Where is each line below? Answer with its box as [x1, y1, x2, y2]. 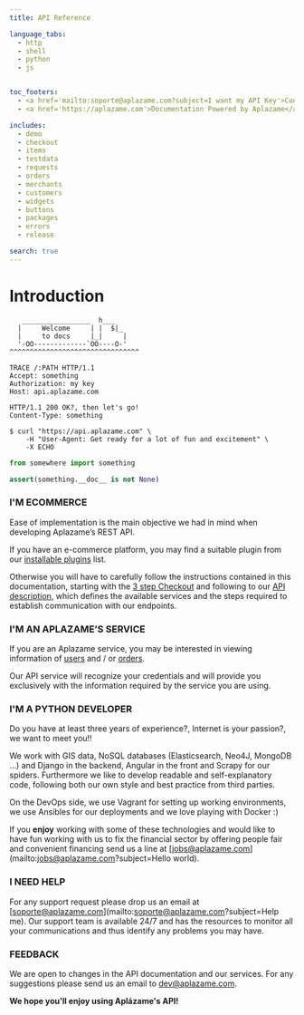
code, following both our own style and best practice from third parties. [9, 779, 276, 790]
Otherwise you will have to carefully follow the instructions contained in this [9, 571, 291, 582]
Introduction [9, 285, 105, 306]
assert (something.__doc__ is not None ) [9, 475, 160, 484]
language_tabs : [9, 29, 67, 39]
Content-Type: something [9, 411, 103, 420]
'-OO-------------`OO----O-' [17, 339, 128, 349]
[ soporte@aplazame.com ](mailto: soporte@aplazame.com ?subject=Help [9, 905, 280, 916]
